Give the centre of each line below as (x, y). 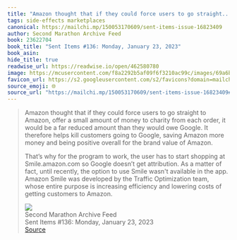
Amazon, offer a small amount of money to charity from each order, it (125, 120)
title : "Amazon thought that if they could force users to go (101, 14)
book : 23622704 (30, 40)
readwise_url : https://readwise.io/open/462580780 (83, 66)
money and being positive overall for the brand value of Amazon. (119, 143)
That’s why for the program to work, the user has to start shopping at (125, 157)
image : (17, 73)
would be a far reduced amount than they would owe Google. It (116, 128)
